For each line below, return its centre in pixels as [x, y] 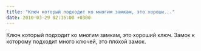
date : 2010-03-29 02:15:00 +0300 [49, 18]
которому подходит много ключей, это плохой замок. [76, 41]
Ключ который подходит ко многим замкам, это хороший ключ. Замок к [101, 35]
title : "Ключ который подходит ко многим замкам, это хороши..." [90, 12]
